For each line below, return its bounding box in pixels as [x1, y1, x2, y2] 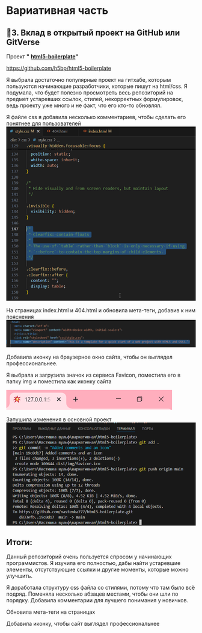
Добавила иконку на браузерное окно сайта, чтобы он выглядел [6, 353, 173, 360]
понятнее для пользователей [6, 120, 81, 127]
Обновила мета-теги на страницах [6, 608, 96, 616]
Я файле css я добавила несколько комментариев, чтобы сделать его [6, 114, 186, 120]
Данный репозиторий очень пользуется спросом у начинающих [6, 553, 173, 560]
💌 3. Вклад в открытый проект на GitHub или [6, 28, 180, 38]
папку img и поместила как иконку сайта [6, 377, 112, 385]
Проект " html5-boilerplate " [6, 53, 79, 60]
